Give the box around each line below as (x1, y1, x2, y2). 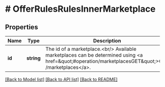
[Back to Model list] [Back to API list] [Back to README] (5, 77, 118, 82)
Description (93, 38, 121, 44)
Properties (5, 23, 38, 31)
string (26, 55, 41, 62)
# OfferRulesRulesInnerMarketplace (5, 3, 156, 15)
